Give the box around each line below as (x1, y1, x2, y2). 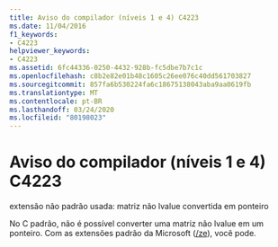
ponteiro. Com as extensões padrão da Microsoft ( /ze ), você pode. (9, 228, 256, 239)
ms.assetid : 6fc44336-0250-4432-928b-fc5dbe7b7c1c (9, 64, 203, 73)
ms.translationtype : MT (9, 88, 99, 97)
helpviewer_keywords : (9, 47, 91, 56)
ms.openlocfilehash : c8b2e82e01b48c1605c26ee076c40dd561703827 (9, 72, 252, 81)
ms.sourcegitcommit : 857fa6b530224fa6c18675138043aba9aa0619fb (9, 80, 252, 89)
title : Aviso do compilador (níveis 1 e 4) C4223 (9, 13, 200, 22)
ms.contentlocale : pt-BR (9, 96, 103, 106)
